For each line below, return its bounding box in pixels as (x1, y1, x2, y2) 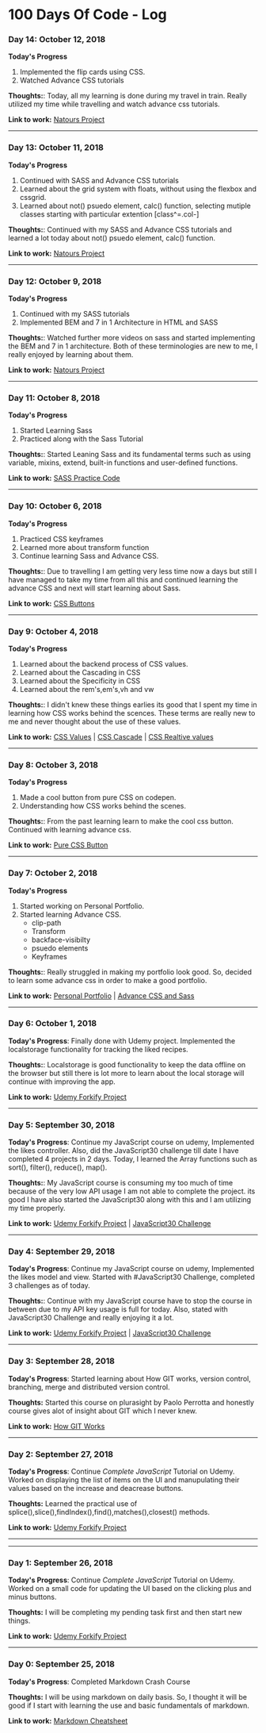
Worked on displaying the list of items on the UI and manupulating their (8, 1475, 240, 1485)
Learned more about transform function (19, 542, 150, 552)
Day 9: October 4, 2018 (8, 625, 99, 636)
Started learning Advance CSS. (19, 909, 121, 919)
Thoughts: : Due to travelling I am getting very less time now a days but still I (8, 566, 257, 576)
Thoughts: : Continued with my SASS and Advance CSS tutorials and (8, 225, 232, 234)
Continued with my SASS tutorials (19, 309, 131, 319)
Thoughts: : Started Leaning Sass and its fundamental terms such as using (8, 450, 251, 459)
